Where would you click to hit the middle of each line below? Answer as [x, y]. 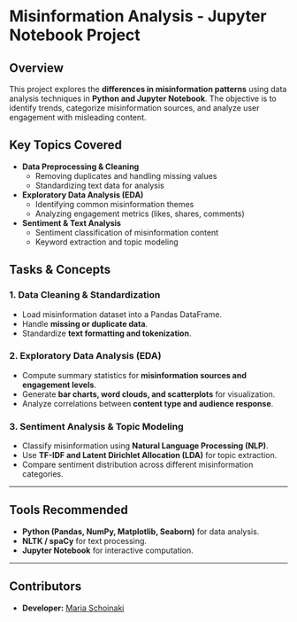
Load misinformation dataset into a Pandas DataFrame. [122, 314]
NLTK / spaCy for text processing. [84, 540]
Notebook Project [75, 35]
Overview [37, 68]
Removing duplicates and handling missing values [126, 175]
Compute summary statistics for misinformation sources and [134, 375]
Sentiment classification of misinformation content [127, 232]
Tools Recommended [69, 510]
